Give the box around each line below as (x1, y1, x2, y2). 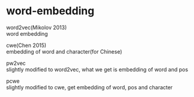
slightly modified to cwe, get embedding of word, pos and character (6, 83, 173, 90)
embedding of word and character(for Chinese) (6, 48, 123, 55)
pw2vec (6, 60, 26, 67)
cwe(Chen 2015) (6, 42, 46, 49)
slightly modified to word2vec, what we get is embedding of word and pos (6, 65, 189, 73)
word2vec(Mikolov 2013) (6, 24, 67, 31)
